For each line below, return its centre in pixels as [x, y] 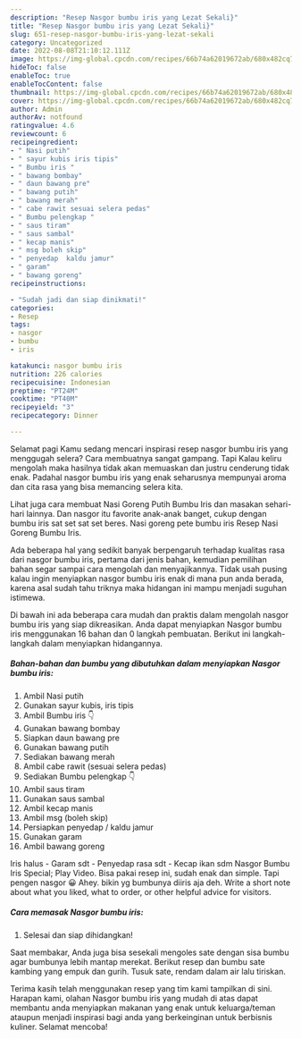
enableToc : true [40, 76]
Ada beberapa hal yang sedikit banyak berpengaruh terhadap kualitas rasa [147, 550]
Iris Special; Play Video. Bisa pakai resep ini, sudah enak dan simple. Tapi [145, 873]
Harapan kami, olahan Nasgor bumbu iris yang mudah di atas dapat [134, 998]
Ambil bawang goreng [64, 846]
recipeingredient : [44, 142]
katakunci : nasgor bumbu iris [67, 366]
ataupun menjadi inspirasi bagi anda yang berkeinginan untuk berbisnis [142, 1017]
